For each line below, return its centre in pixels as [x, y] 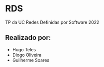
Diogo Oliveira [27, 55]
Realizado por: [28, 38]
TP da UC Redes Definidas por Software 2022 [52, 22]
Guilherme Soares [31, 60]
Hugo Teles [24, 49]
